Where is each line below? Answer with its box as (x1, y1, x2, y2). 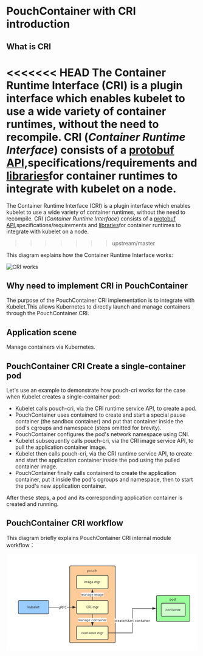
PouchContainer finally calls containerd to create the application (15, 469, 176, 476)
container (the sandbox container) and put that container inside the (15, 417, 184, 425)
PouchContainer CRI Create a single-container (6, 361, 186, 371)
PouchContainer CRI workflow (6, 518, 123, 528)
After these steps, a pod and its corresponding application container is (6, 494, 183, 501)
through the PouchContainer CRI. (6, 310, 89, 317)
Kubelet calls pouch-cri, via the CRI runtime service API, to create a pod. (15, 405, 197, 412)
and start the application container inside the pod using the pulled (15, 456, 181, 463)
